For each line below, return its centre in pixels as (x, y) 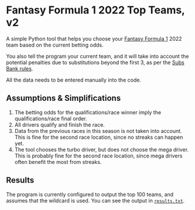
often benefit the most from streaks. (58, 162)
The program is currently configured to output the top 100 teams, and (90, 194)
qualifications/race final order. (51, 118)
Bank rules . (20, 68)
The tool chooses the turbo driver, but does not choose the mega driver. (102, 149)
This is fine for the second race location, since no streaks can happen (99, 137)
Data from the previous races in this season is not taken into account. (98, 131)
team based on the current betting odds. (55, 45)
